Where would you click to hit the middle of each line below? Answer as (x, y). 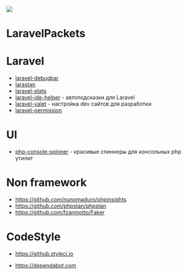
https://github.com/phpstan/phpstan (60, 206)
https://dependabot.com (46, 265)
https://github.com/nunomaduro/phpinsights (70, 199)
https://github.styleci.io (44, 253)
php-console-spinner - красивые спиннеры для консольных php (98, 152)
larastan (25, 84)
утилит (24, 158)
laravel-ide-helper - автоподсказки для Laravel (75, 98)
